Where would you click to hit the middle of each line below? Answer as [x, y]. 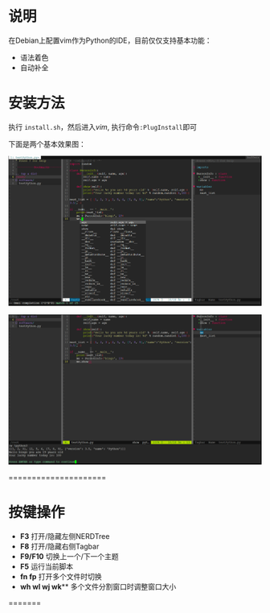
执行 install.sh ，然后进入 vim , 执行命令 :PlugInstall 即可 [102, 126]
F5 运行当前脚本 [47, 567]
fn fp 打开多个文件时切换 [61, 577]
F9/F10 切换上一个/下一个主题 [69, 557]
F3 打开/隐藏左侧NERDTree [65, 536]
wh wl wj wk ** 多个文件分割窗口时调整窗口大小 [98, 587]
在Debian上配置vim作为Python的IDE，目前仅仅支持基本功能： [110, 40]
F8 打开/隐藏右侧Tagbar [59, 547]
